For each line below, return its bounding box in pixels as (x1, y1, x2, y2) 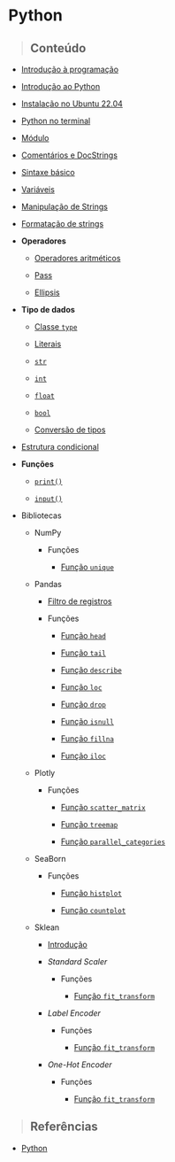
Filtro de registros (47, 596, 112, 607)
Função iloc (60, 750, 107, 761)
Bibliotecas (20, 510, 63, 521)
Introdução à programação (20, 64, 119, 74)
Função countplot (60, 905, 126, 915)
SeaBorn (34, 854, 67, 864)
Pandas (34, 579, 63, 589)
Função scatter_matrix (60, 802, 147, 812)
